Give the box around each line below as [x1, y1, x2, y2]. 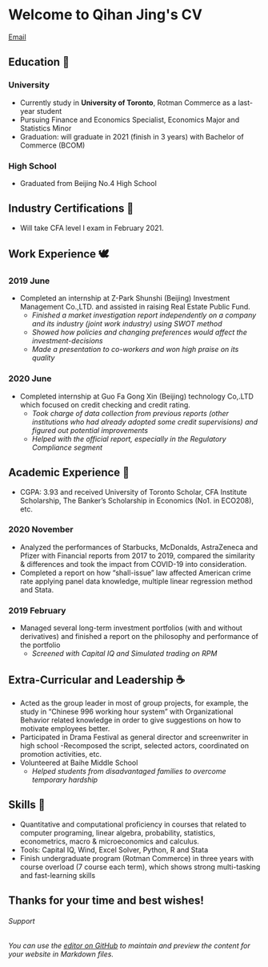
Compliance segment [31, 443, 102, 452]
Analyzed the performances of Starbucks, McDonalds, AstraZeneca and [19, 542, 258, 552]
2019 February [8, 605, 66, 616]
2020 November [8, 524, 74, 535]
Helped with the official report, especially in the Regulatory [31, 434, 226, 443]
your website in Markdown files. [8, 949, 114, 959]
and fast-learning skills [19, 870, 96, 880]
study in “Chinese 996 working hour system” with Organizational [19, 706, 234, 716]
